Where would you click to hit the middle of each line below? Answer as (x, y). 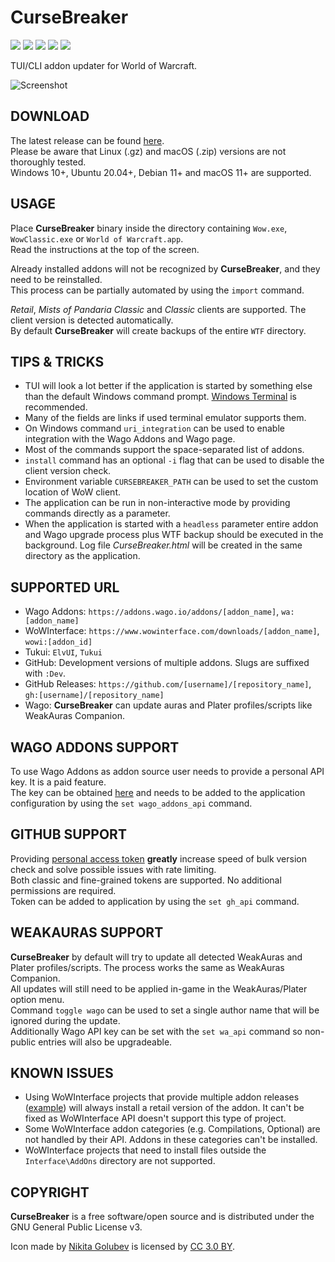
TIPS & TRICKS (57, 361)
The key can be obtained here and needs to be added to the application (158, 792)
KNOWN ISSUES (62, 1073)
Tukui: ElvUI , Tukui (63, 652)
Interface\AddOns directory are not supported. (120, 1161)
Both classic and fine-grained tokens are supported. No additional (146, 880)
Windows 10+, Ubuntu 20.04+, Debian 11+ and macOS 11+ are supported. (161, 172)
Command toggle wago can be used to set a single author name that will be (165, 1010)
